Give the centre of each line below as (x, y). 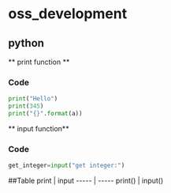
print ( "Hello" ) (33, 99)
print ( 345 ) (26, 106)
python (26, 43)
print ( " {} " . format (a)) (45, 114)
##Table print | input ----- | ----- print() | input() (86, 181)
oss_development (68, 14)
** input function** (39, 128)
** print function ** (39, 62)
